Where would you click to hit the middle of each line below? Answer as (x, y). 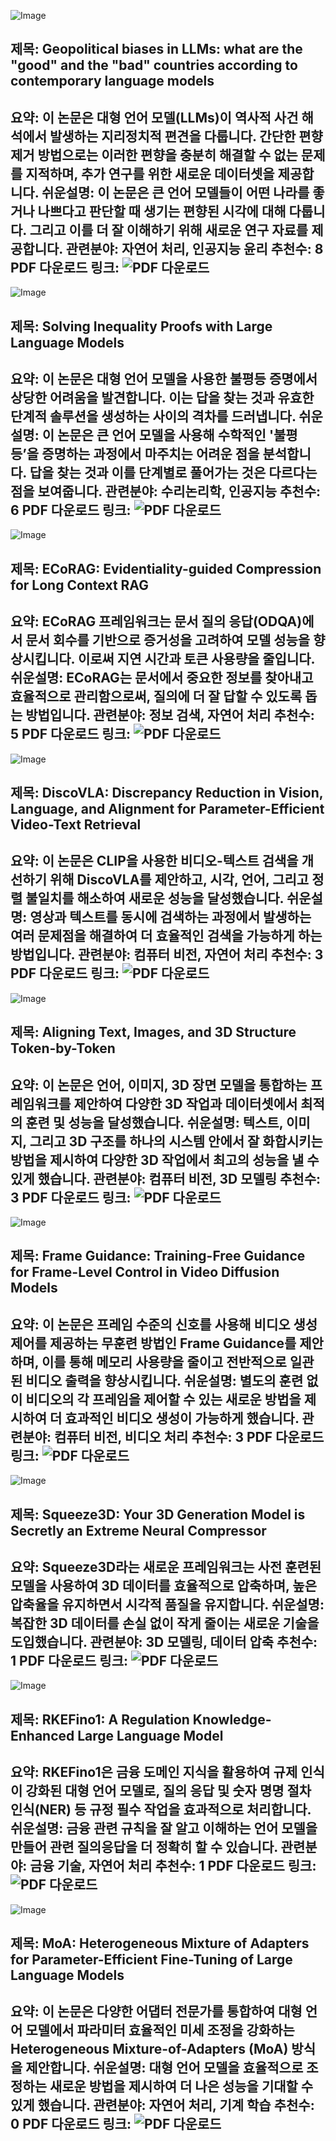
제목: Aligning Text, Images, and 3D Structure (153, 1032)
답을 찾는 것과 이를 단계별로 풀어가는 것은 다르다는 (173, 472)
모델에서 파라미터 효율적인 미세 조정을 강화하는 (160, 2030)
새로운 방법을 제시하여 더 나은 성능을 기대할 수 (181, 2086)
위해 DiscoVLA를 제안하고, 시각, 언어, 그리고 (179, 880)
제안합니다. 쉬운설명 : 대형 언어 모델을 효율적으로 (164, 2068)
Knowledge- (232, 1719)
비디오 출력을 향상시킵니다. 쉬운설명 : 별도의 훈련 (164, 1380)
